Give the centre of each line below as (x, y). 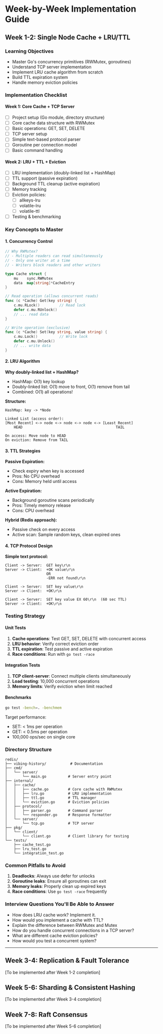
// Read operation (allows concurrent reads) (52, 296)
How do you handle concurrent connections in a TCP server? (73, 930)
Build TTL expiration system (40, 77)
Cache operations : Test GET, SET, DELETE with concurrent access (79, 638)
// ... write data (32, 346)
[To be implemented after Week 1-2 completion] (53, 972)
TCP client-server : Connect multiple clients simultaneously (71, 676)
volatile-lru (30, 206)
